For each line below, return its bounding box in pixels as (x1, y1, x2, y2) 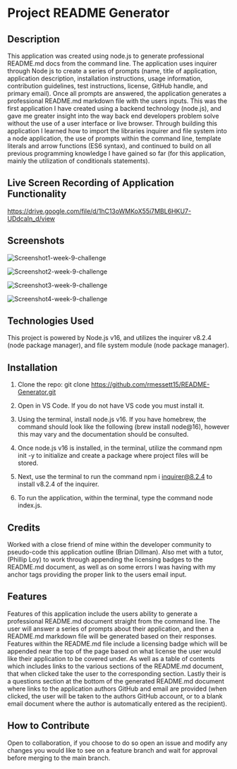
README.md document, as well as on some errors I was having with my (7, 563, 217, 571)
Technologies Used (7, 315, 94, 327)
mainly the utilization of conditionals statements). (7, 157, 150, 165)
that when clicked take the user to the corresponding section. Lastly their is (7, 669, 226, 678)
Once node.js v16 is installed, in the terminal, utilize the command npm (17, 444, 223, 452)
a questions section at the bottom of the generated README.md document (7, 677, 224, 685)
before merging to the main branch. (7, 753, 111, 762)
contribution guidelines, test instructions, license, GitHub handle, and (7, 82, 208, 90)
